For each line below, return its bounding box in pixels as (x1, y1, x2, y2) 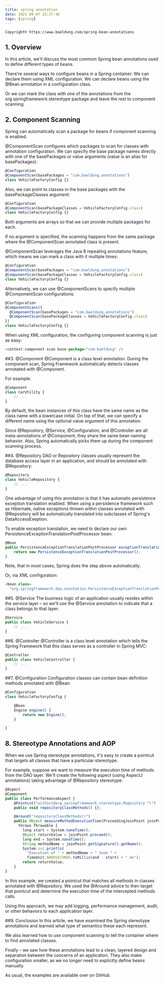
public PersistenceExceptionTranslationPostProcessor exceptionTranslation (5, 545, 163, 550)
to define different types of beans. (5, 61, 74, 67)
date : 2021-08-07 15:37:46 (5, 12, 60, 17)
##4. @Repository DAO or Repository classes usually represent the (5, 452, 140, 459)
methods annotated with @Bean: (5, 680, 71, 686)
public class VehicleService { (5, 620, 69, 625)
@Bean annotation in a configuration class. (5, 81, 92, 87)
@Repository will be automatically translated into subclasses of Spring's (5, 511, 150, 517)
